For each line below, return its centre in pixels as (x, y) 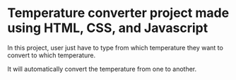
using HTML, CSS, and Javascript (108, 28)
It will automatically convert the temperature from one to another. (102, 69)
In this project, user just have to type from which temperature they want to (116, 47)
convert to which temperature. (52, 55)
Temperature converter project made (118, 13)
